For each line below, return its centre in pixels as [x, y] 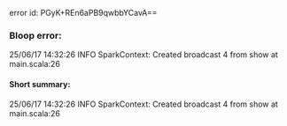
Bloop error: [35, 35]
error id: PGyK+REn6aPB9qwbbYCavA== [83, 13]
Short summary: [40, 84]
